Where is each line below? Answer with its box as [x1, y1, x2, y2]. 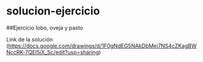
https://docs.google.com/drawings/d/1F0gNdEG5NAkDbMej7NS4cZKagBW [8, 42, 197, 49]
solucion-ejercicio [6, 4, 100, 18]
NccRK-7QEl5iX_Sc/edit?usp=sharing [6, 48, 99, 55]
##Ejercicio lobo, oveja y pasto [6, 24, 84, 31]
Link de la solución [6, 36, 53, 43]
